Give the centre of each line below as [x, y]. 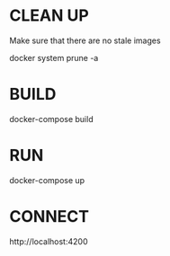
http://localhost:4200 [49, 241]
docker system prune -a [54, 57]
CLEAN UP [49, 16]
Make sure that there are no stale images [85, 40]
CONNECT [49, 216]
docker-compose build [51, 119]
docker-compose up [47, 180]
